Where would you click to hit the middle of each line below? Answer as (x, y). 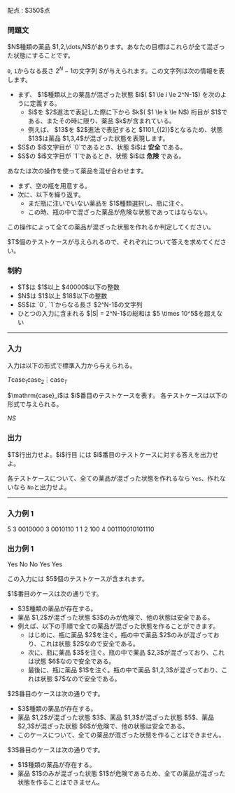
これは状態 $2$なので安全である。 (90, 644)
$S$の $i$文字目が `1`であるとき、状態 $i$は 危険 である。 (101, 156)
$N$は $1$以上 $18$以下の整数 (62, 296)
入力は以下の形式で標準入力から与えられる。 (72, 365)
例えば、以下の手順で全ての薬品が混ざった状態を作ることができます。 (118, 626)
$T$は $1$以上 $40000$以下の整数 (69, 287)
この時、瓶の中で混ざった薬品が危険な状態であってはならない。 (120, 212)
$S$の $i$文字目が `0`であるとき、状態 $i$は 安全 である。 (102, 147)
